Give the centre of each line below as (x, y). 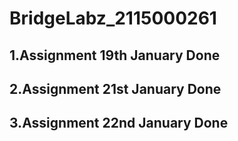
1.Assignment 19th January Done (115, 55)
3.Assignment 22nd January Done (119, 123)
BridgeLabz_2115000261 (113, 18)
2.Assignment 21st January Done (115, 88)
